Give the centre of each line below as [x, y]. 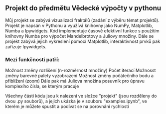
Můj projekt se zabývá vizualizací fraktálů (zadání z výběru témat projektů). [82, 20]
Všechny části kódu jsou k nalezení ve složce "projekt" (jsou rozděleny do [81, 96]
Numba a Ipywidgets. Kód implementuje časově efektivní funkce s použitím [82, 31]
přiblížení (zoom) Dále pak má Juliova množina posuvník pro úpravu [75, 81]
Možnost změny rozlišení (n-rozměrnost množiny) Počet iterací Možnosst [81, 70]
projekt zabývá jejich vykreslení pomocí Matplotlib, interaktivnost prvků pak [83, 41]
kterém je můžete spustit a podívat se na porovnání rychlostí [67, 107]
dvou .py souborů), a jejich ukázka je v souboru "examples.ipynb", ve [76, 101]
